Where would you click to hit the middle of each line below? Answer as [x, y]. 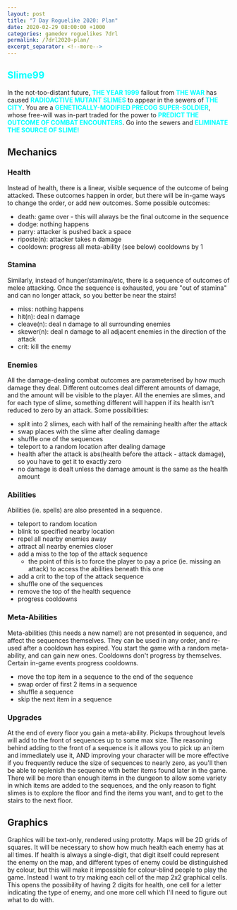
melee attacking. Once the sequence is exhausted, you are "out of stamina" [117, 288]
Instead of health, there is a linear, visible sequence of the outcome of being [118, 187]
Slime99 [26, 75]
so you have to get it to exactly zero [69, 462]
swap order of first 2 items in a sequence [77, 684]
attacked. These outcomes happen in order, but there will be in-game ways [116, 195]
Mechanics [32, 152]
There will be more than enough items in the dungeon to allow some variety [117, 778]
